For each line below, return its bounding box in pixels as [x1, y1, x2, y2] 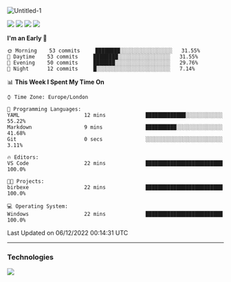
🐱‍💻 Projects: [7, 178, 45, 185]
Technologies [7, 252, 54, 261]
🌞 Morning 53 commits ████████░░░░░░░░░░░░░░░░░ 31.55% [7, 47, 201, 54]
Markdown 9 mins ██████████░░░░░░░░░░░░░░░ [7, 124, 223, 131]
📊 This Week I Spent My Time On [7, 78, 104, 86]
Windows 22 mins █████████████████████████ [7, 210, 223, 217]
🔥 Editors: [7, 154, 39, 161]
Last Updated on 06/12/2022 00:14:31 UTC [7, 229, 129, 237]
